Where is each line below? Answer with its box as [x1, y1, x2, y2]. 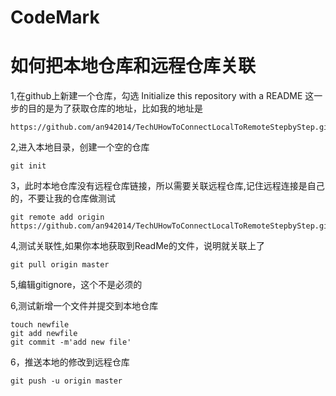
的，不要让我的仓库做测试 [10, 192, 116, 205]
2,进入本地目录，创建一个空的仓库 [10, 141, 150, 153]
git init [10, 161, 47, 171]
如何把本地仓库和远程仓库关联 [10, 55, 257, 78]
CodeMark [10, 6, 100, 29]
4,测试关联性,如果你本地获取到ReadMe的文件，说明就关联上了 [10, 240, 265, 252]
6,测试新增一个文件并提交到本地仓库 [10, 300, 159, 312]
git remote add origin [10, 212, 105, 223]
